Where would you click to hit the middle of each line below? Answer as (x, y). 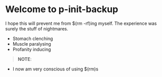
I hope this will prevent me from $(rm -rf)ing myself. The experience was (81, 23)
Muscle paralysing (32, 44)
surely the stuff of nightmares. (37, 28)
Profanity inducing (32, 49)
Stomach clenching (33, 38)
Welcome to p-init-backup (62, 9)
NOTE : (25, 59)
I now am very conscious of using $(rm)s (55, 69)
